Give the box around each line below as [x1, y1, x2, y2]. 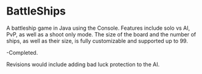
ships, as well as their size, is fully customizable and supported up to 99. [6, 37, 189, 44]
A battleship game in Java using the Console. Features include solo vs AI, [6, 24, 190, 32]
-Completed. [6, 49, 38, 56]
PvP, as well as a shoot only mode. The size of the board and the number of [6, 30, 197, 38]
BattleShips [6, 4, 66, 18]
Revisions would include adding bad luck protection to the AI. [6, 61, 160, 68]
